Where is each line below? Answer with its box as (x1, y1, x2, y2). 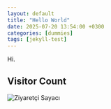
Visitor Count (7, 75, 66, 87)
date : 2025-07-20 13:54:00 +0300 (7, 23, 105, 30)
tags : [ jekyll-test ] (7, 36, 68, 43)
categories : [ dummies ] (7, 29, 73, 37)
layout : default (7, 10, 54, 17)
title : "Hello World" (7, 17, 71, 24)
